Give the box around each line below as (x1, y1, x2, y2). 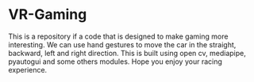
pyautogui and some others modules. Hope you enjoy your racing (8, 57, 222, 66)
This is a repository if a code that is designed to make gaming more (8, 32, 229, 41)
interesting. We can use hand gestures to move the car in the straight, (8, 39, 237, 49)
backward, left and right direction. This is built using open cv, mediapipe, (8, 48, 246, 58)
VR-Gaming (8, 6, 87, 24)
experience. (8, 65, 48, 74)
